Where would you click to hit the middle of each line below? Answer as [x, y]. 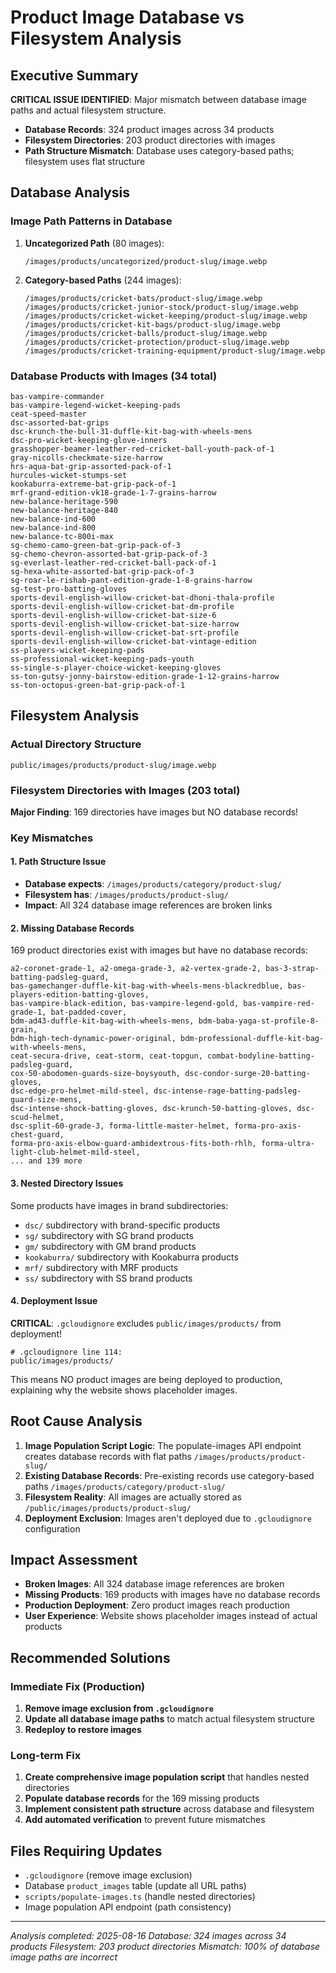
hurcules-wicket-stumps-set [69, 475]
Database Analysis [70, 192]
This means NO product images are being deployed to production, [146, 1379]
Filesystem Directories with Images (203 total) [125, 790]
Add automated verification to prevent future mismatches [145, 1820]
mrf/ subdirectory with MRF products [101, 1267]
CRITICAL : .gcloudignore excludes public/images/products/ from [146, 1323]
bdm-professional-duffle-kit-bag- [252, 1039]
